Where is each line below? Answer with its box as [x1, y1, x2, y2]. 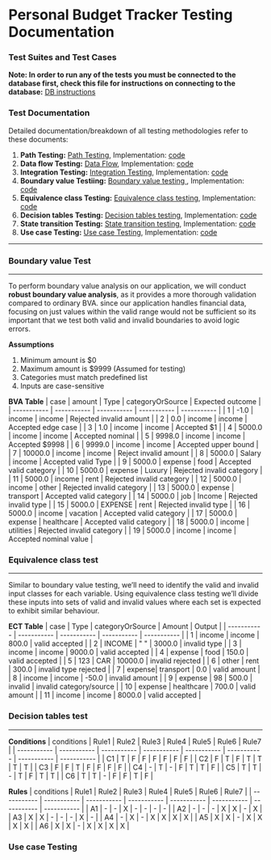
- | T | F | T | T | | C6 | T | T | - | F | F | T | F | [8, 770, 153, 781]
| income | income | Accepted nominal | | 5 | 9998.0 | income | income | [8, 431, 246, 441]
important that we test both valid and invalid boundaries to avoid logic [8, 315, 240, 325]
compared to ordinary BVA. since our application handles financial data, [8, 298, 247, 308]
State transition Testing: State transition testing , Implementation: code [19, 218, 256, 228]
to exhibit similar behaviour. [8, 606, 100, 616]
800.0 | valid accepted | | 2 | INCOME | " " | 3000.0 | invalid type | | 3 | [8, 639, 242, 648]
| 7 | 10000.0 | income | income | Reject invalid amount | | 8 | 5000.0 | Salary [8, 449, 262, 458]
